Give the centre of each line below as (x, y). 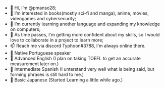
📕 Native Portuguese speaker (41, 53)
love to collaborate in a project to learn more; (57, 40)
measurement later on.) (34, 64)
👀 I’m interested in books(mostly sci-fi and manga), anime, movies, (79, 13)
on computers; (25, 29)
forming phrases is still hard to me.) (47, 74)
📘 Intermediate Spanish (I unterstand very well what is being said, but (82, 69)
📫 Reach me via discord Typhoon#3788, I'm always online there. (78, 46)
